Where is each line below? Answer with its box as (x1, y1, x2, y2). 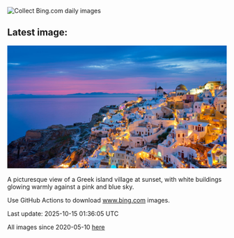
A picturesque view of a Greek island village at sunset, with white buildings (7, 176, 222, 184)
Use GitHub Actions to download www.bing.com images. (7, 196, 171, 205)
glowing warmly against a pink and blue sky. (7, 182, 134, 191)
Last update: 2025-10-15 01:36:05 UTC (7, 210, 119, 218)
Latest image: (7, 26, 68, 38)
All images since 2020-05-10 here (7, 223, 105, 232)
